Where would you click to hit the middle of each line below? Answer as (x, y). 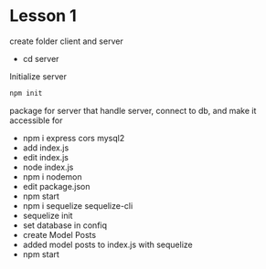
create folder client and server (66, 41)
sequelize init (48, 215)
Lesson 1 (43, 16)
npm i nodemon (52, 176)
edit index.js (45, 157)
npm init (26, 93)
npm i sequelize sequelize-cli (78, 205)
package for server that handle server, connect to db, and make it (133, 110)
